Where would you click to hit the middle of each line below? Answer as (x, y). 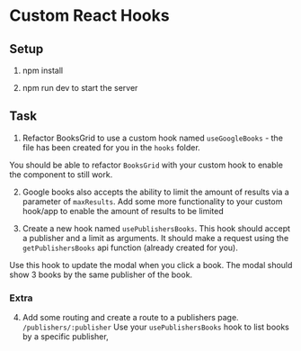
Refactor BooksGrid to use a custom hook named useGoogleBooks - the (152, 138)
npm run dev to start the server (80, 88)
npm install (43, 70)
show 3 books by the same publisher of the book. (101, 274)
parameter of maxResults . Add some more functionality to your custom (152, 201)
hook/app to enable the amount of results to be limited (123, 211)
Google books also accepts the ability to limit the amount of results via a (155, 192)
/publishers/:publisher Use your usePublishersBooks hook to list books (156, 327)
